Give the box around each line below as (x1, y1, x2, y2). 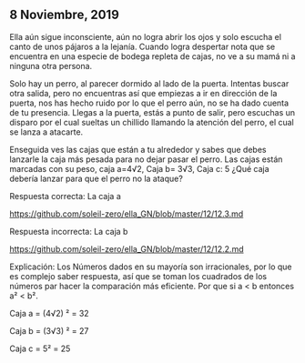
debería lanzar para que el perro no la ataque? (9, 173, 184, 184)
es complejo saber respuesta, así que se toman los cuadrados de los (9, 270, 267, 281)
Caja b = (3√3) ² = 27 (9, 325, 89, 336)
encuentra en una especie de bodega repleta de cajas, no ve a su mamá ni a (9, 50, 296, 62)
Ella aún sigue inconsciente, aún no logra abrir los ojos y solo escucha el (9, 31, 282, 42)
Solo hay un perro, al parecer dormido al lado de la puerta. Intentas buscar (9, 77, 290, 89)
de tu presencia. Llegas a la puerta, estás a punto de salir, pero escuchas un (9, 106, 296, 117)
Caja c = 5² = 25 (9, 343, 71, 354)
